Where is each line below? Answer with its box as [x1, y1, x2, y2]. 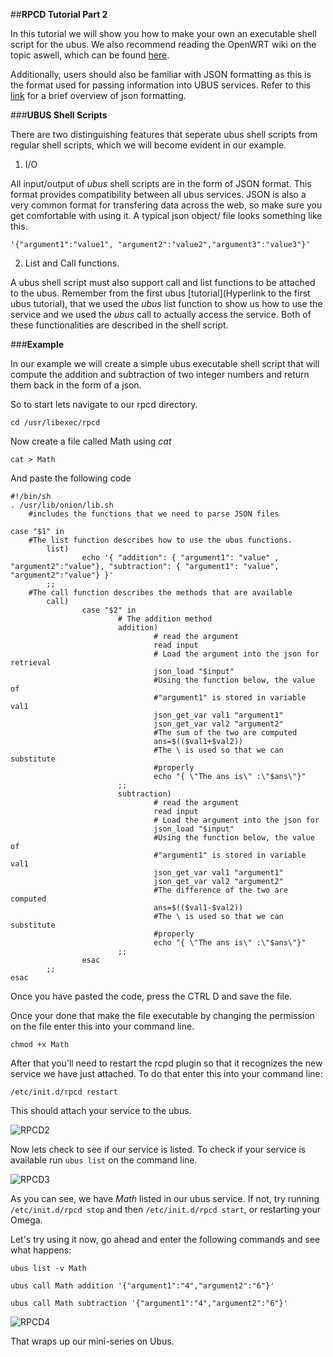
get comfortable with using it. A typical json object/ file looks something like [10, 210, 323, 221]
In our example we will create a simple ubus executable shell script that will [10, 358, 320, 369]
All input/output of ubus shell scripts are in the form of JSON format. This [10, 178, 312, 189]
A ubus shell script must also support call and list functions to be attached [10, 277, 316, 288]
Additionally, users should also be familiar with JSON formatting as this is [10, 69, 312, 80]
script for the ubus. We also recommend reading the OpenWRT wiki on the [10, 39, 317, 50]
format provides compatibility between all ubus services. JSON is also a [10, 189, 307, 200]
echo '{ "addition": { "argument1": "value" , [81, 553, 280, 563]
